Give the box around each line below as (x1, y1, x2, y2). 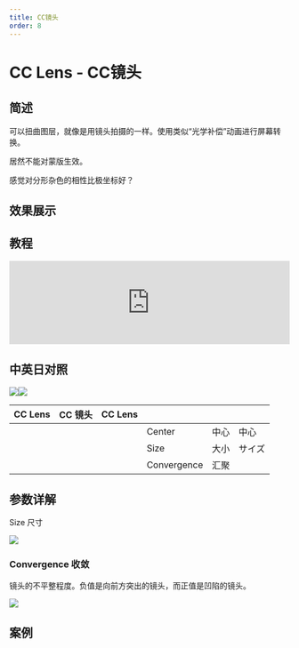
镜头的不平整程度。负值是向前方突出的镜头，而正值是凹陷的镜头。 (9, 580, 251, 591)
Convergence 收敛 (9, 558, 90, 571)
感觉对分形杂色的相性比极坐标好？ (9, 174, 134, 185)
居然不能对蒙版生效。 (9, 156, 87, 166)
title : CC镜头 (9, 12, 60, 22)
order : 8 (9, 21, 42, 30)
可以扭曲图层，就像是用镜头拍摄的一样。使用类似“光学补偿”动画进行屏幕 (9, 125, 274, 136)
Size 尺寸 (9, 517, 43, 528)
